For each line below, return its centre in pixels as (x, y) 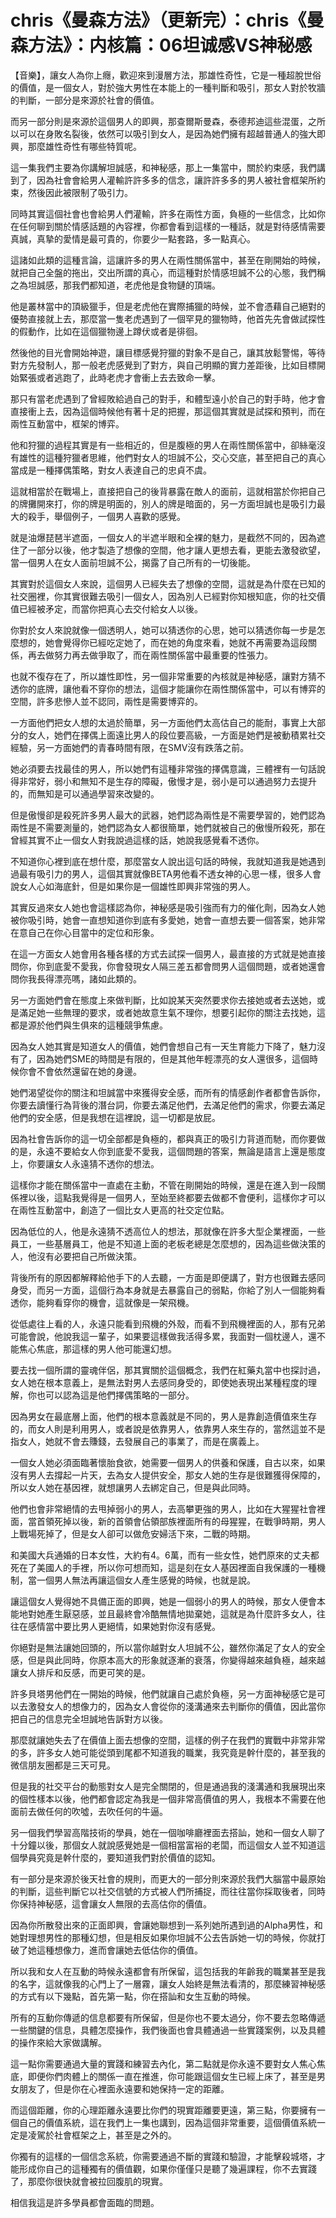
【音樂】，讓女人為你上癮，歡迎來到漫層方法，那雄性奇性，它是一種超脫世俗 (166, 75)
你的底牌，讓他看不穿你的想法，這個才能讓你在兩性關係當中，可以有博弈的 (172, 688)
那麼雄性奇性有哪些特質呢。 (84, 146)
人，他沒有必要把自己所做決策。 (76, 1256)
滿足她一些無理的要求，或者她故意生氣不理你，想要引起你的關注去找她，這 (172, 1012)
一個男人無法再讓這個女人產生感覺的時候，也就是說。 (146, 1580)
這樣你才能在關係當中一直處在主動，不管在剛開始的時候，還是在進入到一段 (163, 1185)
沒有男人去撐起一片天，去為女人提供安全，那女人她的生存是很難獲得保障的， (168, 1475)
